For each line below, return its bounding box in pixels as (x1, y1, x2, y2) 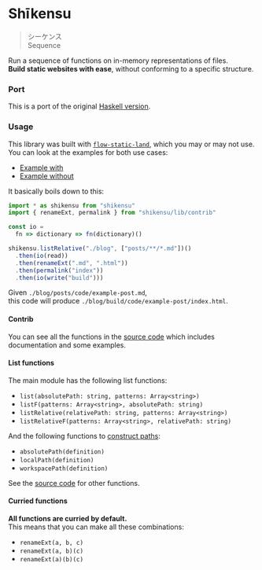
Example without (19, 171, 75, 181)
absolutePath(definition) (19, 447, 105, 456)
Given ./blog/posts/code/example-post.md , (8, 288, 148, 297)
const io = (8, 223, 44, 231)
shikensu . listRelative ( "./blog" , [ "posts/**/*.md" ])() (8, 245, 192, 252)
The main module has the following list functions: (8, 375, 168, 385)
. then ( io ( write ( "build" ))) (15, 274, 104, 281)
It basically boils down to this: (8, 186, 105, 196)
